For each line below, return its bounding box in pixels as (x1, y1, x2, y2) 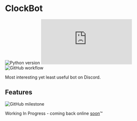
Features (5, 88, 32, 96)
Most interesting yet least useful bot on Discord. (5, 74, 101, 80)
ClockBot (5, 3, 43, 14)
